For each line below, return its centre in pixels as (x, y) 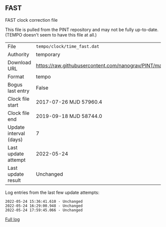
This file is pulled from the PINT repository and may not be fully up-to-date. (82, 30)
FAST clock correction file (31, 20)
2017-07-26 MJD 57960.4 (69, 102)
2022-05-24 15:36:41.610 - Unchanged (44, 201)
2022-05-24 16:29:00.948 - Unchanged (44, 206)
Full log (13, 219)
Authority (19, 54)
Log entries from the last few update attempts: (52, 192)
